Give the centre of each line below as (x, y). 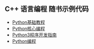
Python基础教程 (28, 22)
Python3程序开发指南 (34, 35)
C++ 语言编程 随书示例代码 (47, 9)
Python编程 (24, 41)
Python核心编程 (28, 28)
